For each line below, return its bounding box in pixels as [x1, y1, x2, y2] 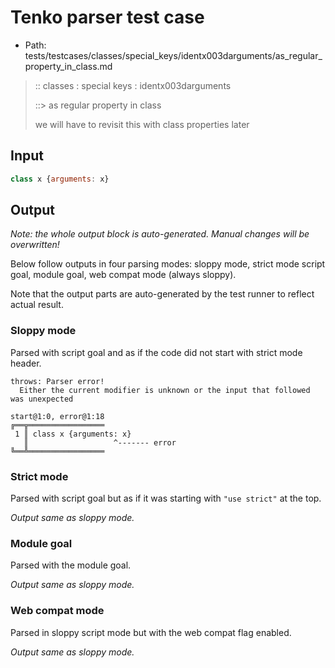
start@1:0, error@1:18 [10, 411, 105, 421]
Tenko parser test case [10, 6, 205, 29]
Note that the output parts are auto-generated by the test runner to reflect [10, 288, 315, 300]
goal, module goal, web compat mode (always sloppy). [10, 269, 237, 281]
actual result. [10, 299, 64, 311]
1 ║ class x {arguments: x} [14, 429, 132, 439]
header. [10, 357, 42, 369]
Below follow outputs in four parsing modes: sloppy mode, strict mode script [10, 258, 326, 270]
